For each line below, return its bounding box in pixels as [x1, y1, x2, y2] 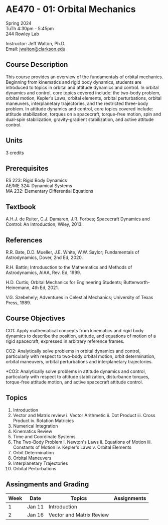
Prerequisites [6, 164, 49, 173]
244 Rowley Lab [6, 31, 40, 37]
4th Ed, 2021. [32, 285, 59, 291]
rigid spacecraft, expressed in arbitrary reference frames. [6, 338, 125, 344]
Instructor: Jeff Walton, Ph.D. [6, 40, 66, 46]
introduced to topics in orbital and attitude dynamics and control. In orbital [6, 84, 159, 90]
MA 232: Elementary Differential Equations [6, 188, 94, 194]
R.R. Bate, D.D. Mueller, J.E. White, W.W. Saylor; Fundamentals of [6, 249, 139, 255]
